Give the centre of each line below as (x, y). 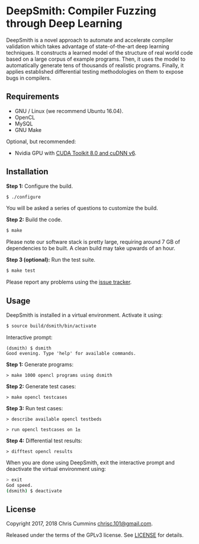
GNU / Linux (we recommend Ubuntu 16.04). (69, 111)
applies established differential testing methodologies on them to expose (95, 71)
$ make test (21, 271)
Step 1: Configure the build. (39, 186)
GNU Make (28, 130)
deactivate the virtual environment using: (56, 468)
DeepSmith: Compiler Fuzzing (81, 11)
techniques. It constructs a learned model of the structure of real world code (99, 52)
